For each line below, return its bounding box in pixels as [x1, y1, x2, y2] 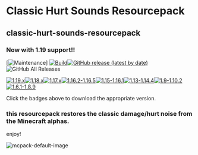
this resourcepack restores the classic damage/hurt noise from [6, 109, 193, 118]
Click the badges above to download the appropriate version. [6, 94, 156, 102]
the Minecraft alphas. [6, 117, 70, 125]
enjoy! [6, 131, 21, 138]
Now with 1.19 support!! [6, 46, 76, 54]
